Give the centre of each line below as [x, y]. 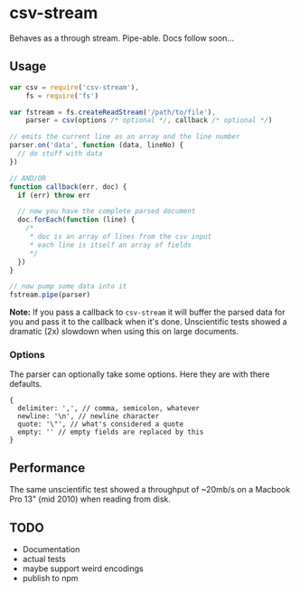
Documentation [51, 550]
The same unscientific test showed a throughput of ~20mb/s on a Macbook [150, 490]
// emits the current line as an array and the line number [125, 137]
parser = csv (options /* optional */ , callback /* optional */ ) [149, 120]
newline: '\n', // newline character [89, 417]
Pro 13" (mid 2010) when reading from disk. [90, 499]
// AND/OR [28, 178]
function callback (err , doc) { [68, 187]
